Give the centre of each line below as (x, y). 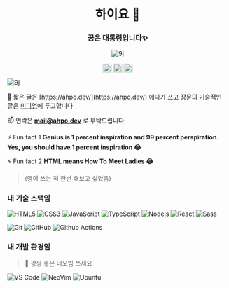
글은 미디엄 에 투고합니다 (40, 105)
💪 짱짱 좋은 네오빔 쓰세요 (58, 263)
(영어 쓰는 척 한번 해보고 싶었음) (68, 178)
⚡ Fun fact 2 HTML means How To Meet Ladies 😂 (81, 161)
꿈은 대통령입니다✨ (118, 38)
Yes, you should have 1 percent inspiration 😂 (74, 147)
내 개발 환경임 (29, 247)
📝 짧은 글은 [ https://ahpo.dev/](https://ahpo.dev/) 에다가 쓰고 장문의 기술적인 (114, 97)
